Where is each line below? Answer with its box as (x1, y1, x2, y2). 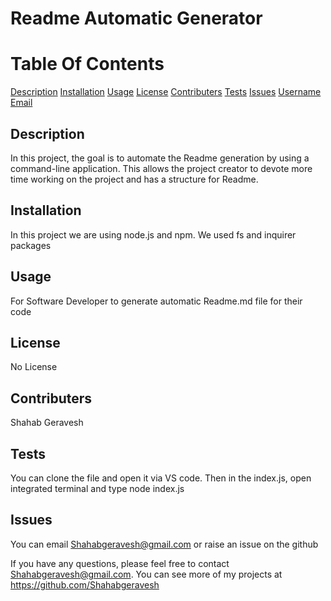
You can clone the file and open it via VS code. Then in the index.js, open (10, 472, 312, 484)
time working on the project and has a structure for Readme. (10, 173, 259, 185)
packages (10, 239, 52, 251)
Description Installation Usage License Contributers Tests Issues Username (10, 86, 322, 98)
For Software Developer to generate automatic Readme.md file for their (10, 295, 303, 307)
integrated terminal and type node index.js (10, 483, 185, 494)
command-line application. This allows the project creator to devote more (10, 162, 313, 174)
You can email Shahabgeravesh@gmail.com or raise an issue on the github (10, 538, 319, 550)
